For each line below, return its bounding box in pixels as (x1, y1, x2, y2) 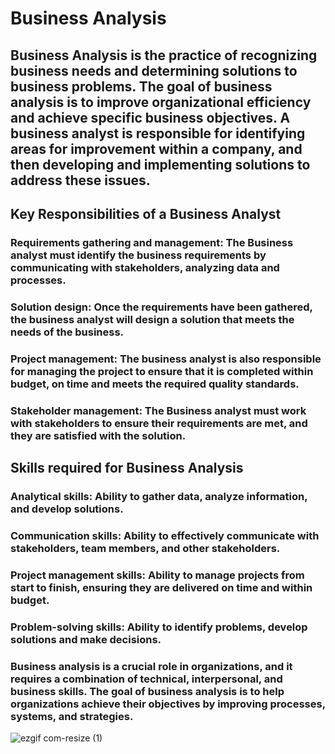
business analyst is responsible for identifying (10, 125, 306, 142)
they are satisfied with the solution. (10, 428, 187, 442)
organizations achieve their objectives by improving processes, (10, 697, 326, 711)
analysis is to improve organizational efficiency (10, 93, 312, 111)
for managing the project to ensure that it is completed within (10, 364, 314, 378)
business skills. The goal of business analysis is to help (10, 684, 285, 698)
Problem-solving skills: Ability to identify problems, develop (10, 620, 308, 634)
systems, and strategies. (10, 709, 134, 723)
